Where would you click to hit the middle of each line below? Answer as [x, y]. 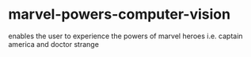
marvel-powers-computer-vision [120, 14]
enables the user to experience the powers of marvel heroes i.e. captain [125, 36]
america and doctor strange [53, 44]
